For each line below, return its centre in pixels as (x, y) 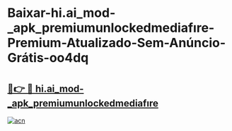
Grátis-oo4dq (48, 58)
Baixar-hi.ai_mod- (62, 13)
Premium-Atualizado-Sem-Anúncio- (117, 43)
